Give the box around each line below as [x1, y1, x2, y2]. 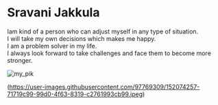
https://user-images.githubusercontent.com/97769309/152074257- [9, 82, 200, 91]
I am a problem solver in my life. [7, 42, 97, 50]
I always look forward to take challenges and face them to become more [7, 49, 211, 57]
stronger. [7, 56, 33, 64]
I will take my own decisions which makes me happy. [7, 34, 156, 42]
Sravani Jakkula [7, 5, 100, 20]
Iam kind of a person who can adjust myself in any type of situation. [7, 27, 199, 35]
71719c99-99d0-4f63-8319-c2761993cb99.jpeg [7, 90, 143, 98]
